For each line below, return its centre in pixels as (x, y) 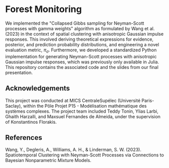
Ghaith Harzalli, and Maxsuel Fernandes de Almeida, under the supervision (83, 116)
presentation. (19, 72)
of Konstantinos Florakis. (31, 122)
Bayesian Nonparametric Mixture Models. (48, 160)
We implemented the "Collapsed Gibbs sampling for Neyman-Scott (75, 23)
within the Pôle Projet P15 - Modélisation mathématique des (85, 106)
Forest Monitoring (44, 9)
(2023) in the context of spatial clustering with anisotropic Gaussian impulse (84, 34)
